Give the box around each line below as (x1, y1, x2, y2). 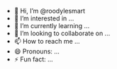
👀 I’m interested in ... (13, 14, 74, 23)
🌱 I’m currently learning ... (13, 22, 90, 30)
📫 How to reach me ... (13, 37, 80, 45)
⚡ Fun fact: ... (13, 55, 53, 63)
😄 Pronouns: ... (13, 47, 60, 56)
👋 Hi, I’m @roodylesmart (13, 7, 86, 15)
